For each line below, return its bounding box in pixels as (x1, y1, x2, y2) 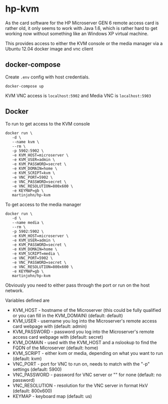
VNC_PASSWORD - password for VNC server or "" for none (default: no (12, 372, 161, 378)
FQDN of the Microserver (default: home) (12, 345, 98, 351)
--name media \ (12, 220, 44, 225)
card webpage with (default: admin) (12, 323, 87, 329)
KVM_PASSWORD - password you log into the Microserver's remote (12, 329, 154, 335)
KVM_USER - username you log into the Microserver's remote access (12, 317, 157, 324)
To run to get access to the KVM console (5, 120, 90, 127)
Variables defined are (5, 297, 50, 303)
